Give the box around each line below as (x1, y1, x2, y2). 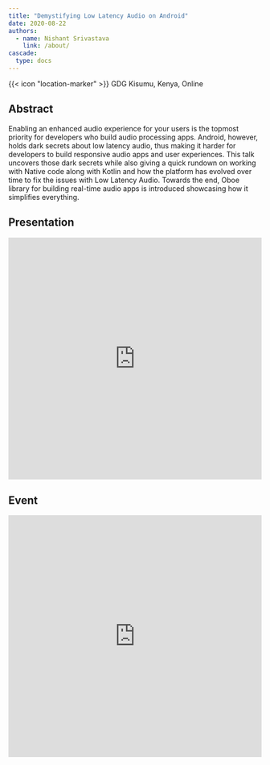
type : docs (15, 57, 52, 65)
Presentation (8, 215, 75, 230)
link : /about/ (22, 42, 70, 50)
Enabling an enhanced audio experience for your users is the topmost (8, 123, 239, 133)
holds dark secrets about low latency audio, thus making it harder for (8, 140, 236, 150)
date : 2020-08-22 (8, 19, 67, 27)
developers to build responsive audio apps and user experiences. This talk (8, 149, 255, 159)
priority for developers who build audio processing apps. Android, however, (8, 132, 259, 142)
